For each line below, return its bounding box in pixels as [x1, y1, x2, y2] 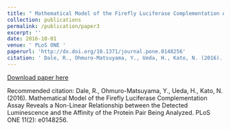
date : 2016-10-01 [7, 36, 57, 42]
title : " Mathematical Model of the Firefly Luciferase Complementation [7, 10, 220, 17]
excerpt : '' [7, 29, 41, 36]
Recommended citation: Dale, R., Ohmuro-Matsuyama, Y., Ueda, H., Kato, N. [7, 86, 223, 94]
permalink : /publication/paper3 [7, 23, 100, 29]
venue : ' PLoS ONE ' [7, 42, 67, 49]
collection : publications [7, 16, 81, 23]
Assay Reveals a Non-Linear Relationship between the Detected [7, 101, 188, 109]
